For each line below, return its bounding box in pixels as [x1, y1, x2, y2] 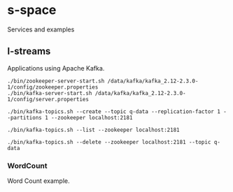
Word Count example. [7, 177, 70, 185]
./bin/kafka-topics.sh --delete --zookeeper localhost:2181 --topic [7, 138, 211, 145]
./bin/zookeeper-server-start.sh [7, 77, 105, 84]
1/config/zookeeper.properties [7, 83, 99, 91]
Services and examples [7, 25, 75, 34]
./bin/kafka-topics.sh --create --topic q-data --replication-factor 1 [7, 108, 220, 115]
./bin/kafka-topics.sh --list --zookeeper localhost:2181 [7, 126, 180, 133]
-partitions [7, 114, 42, 121]
